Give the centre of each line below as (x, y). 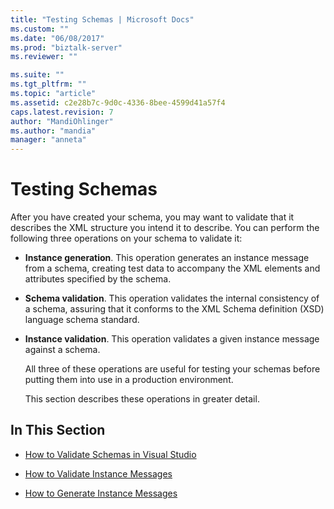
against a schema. (62, 350)
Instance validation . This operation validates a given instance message (172, 339)
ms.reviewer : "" (44, 57)
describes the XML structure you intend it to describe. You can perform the (165, 228)
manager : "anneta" (48, 140)
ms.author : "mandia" (53, 131)
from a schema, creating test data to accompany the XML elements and (172, 268)
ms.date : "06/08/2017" (57, 38)
